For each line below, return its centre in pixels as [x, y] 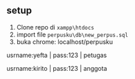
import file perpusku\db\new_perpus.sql [72, 34]
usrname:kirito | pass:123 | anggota [57, 68]
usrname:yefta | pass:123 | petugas [57, 55]
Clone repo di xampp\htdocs [55, 27]
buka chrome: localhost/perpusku [65, 42]
